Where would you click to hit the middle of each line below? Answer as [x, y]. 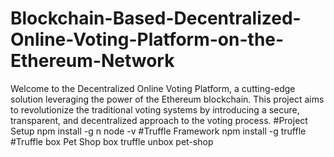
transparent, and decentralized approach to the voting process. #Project [159, 120]
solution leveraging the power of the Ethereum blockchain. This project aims [167, 99]
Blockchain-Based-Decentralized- [156, 18]
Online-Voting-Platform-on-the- [147, 39]
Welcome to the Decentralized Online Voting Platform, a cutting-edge [153, 88]
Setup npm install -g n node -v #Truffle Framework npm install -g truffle [158, 131]
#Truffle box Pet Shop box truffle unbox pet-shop [112, 141]
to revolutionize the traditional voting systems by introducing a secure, [155, 109]
